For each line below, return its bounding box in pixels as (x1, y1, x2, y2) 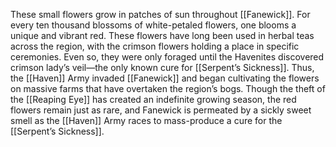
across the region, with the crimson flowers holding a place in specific (10, 40, 300, 52)
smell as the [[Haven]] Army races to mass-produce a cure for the (10, 115, 283, 126)
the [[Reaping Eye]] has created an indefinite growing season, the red (10, 94, 297, 105)
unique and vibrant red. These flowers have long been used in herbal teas (10, 30, 315, 41)
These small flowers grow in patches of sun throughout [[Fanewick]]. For (10, 9, 311, 20)
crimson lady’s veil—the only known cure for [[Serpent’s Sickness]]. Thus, (10, 62, 315, 73)
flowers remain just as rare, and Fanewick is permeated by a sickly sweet (10, 104, 312, 116)
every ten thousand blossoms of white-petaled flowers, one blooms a (10, 19, 297, 31)
